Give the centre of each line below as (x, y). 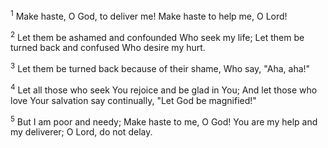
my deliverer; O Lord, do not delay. (81, 132)
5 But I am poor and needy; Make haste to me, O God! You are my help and (164, 121)
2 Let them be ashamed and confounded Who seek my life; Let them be (157, 36)
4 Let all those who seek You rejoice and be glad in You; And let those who (164, 89)
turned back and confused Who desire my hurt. (108, 48)
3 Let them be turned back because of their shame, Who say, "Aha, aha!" (160, 67)
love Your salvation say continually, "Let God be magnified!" (133, 100)
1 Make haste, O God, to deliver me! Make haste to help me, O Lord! (149, 15)
